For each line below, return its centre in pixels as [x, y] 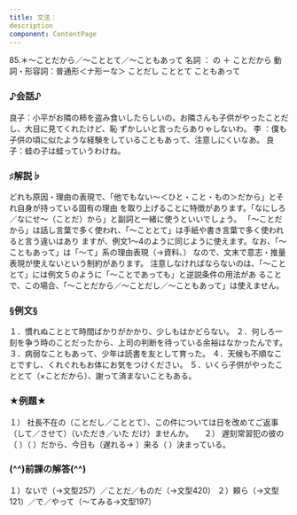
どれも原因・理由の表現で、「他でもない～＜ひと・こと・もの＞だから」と [143, 197]
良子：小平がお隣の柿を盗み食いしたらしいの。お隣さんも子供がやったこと [145, 117]
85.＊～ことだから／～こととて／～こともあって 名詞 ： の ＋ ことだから [141, 60]
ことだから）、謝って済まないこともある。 [121, 376]
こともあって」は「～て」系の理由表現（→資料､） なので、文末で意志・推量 [148, 252]
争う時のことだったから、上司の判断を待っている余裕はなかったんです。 [156, 343]
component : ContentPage [53, 34]
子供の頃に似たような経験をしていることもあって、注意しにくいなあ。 [137, 139]
